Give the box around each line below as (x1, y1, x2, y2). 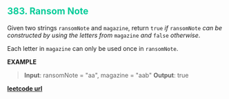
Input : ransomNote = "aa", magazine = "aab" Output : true (23, 71, 189, 79)
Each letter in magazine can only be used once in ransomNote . (7, 44, 179, 52)
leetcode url (7, 84, 43, 92)
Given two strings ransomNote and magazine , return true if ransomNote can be (7, 23, 223, 32)
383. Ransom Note (7, 5, 89, 17)
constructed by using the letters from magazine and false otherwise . (7, 31, 201, 39)
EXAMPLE (7, 58, 37, 66)
